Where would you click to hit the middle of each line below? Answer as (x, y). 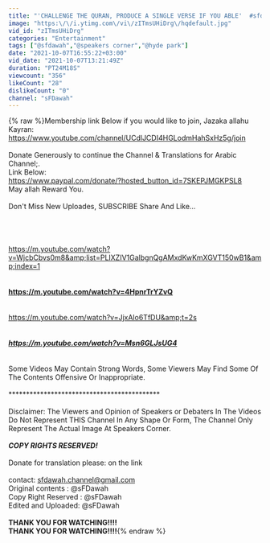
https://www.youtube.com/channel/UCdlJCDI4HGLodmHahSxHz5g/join (127, 138)
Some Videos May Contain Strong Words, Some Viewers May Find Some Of (133, 369)
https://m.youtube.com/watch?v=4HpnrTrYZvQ (91, 292)
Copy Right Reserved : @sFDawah (65, 497)
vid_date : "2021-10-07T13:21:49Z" (66, 61)
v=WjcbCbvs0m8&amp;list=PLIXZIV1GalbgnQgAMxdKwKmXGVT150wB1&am (135, 257)
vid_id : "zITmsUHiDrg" (46, 31)
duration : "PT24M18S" (45, 68)
